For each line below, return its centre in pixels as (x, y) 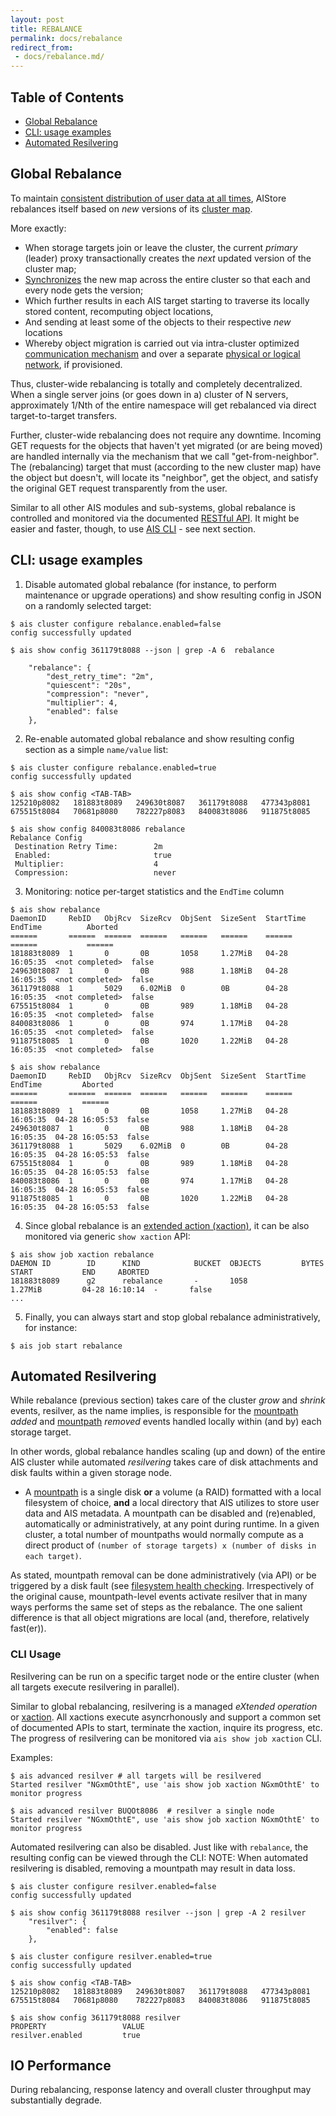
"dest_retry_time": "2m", (100, 676)
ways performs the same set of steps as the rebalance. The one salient (156, 1607)
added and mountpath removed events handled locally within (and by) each (166, 1422)
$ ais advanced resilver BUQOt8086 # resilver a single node (142, 1811)
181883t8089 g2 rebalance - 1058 (129, 1281)
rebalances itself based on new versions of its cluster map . (131, 208)
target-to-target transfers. (64, 415)
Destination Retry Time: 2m (88, 846)
